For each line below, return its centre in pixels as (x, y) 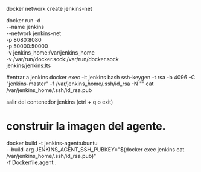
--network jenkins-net (34, 33)
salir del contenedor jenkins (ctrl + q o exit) (60, 102)
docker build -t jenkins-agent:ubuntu (52, 143)
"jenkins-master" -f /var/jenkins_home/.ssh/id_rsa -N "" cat (80, 84)
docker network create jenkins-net (49, 9)
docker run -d (24, 20)
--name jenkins (25, 27)
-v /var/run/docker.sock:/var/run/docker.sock (62, 59)
